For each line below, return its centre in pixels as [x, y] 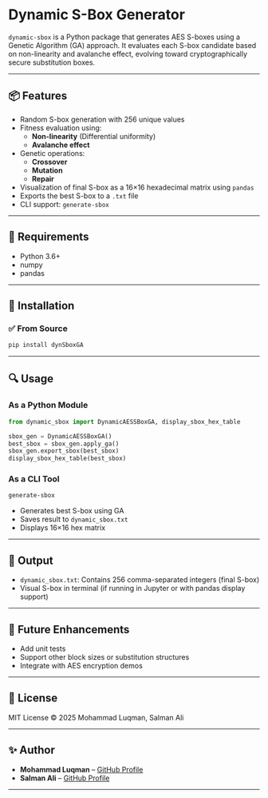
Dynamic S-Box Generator [97, 15]
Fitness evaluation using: [61, 128]
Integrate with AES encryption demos [81, 665]
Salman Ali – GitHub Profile [65, 778]
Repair [43, 178]
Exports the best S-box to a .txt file [79, 196]
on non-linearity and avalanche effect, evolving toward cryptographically [128, 54]
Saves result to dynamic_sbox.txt [74, 519]
